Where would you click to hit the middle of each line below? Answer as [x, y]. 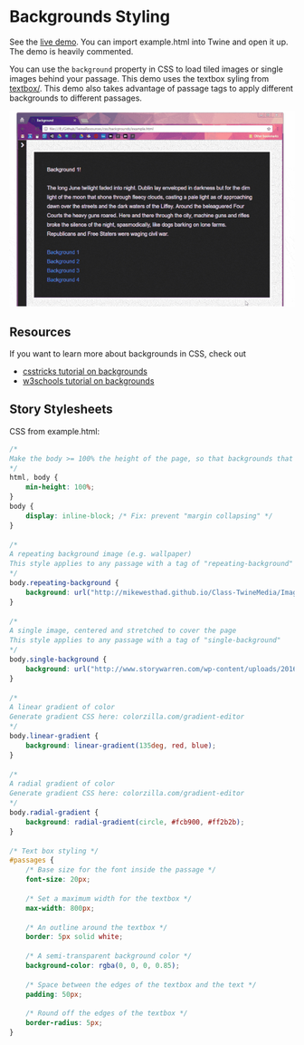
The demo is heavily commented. [71, 51]
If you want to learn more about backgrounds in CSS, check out [128, 353]
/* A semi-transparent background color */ [109, 956]
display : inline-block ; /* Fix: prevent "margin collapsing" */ [149, 516]
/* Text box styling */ [54, 851]
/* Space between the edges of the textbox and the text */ [141, 985]
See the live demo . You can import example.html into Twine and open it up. [149, 42]
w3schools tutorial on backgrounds [88, 381]
